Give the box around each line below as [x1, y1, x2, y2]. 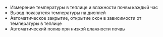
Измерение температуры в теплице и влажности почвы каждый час [10, 5, 158, 10]
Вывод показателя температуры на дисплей [10, 10, 106, 16]
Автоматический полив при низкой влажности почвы [10, 26, 126, 32]
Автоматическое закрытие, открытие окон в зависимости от [10, 15, 142, 21]
